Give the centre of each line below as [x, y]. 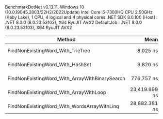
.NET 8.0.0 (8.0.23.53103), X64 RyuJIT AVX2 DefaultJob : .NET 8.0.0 [73, 22]
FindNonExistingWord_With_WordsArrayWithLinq [63, 106]
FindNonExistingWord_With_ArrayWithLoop [57, 92]
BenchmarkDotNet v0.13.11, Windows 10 [45, 7]
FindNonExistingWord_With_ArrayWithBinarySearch [66, 78]
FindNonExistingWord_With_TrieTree [49, 51]
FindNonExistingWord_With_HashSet [49, 65]
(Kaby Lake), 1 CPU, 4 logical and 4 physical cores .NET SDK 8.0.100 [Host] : [81, 17]
